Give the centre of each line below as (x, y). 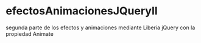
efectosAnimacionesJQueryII (82, 11)
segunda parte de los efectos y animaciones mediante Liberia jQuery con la (100, 27)
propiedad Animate (30, 33)
